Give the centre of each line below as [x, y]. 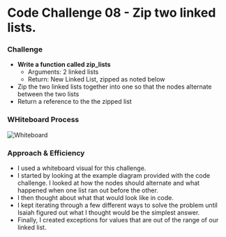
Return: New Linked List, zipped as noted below [96, 79]
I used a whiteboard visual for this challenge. [82, 168]
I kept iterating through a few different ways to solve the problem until [117, 205]
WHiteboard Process [43, 120]
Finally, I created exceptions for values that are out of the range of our [118, 220]
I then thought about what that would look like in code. [96, 198]
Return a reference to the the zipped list [75, 102]
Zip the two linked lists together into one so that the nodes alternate [114, 87]
